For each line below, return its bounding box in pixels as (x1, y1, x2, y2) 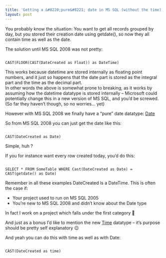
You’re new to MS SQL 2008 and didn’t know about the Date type (12, 200, 147, 206)
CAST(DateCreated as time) (5, 248, 61, 253)
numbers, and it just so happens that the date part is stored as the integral (5, 74, 157, 80)
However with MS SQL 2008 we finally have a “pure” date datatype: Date (5, 110, 156, 116)
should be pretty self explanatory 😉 (5, 224, 79, 230)
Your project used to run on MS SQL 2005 (12, 194, 99, 200)
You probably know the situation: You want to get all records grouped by (5, 25, 154, 31)
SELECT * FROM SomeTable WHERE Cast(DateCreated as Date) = (5, 166, 133, 171)
